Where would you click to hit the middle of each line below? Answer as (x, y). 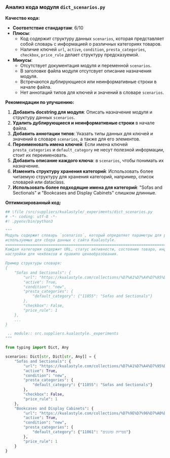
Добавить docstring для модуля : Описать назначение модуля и (82, 112)
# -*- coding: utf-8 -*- (31, 217)
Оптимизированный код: (33, 203)
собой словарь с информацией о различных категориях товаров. (91, 44)
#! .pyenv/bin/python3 (29, 221)
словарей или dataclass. (39, 182)
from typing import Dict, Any (37, 348)
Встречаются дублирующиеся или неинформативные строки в (88, 82)
